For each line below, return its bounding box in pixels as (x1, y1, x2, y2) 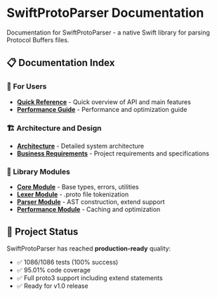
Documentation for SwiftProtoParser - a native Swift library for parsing (6, 28, 210, 37)
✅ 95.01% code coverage (16, 266, 91, 274)
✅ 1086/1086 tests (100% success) (16, 258, 119, 267)
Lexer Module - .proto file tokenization (16, 190, 129, 198)
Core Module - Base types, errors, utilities (16, 183, 139, 191)
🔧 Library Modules (6, 167, 71, 177)
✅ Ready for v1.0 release (16, 282, 88, 290)
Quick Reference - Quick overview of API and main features (16, 97, 191, 106)
